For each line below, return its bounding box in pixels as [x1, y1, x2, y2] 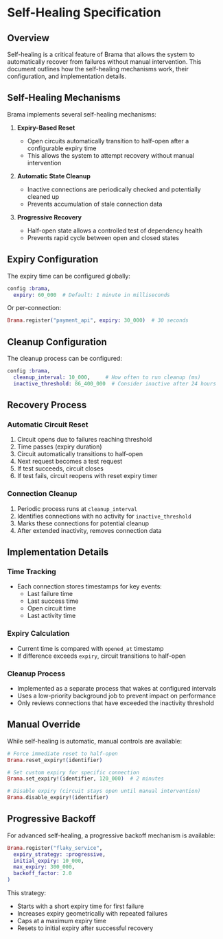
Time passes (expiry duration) [16, 442, 102, 451]
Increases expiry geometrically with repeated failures [16, 910, 168, 918]
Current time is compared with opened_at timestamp [16, 644, 164, 652]
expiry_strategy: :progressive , [13, 851, 106, 858]
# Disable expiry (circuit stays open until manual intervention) [7, 787, 201, 795]
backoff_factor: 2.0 [13, 870, 72, 877]
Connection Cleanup [7, 489, 78, 499]
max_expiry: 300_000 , [13, 864, 75, 870]
